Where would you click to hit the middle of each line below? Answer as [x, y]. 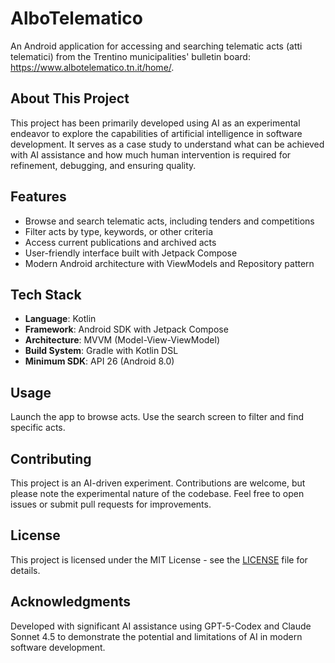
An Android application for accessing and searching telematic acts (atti [156, 46]
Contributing [51, 458]
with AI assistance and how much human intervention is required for [151, 154]
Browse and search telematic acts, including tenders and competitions [169, 221]
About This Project [70, 98]
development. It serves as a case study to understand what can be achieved [167, 144]
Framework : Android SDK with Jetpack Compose [126, 329]
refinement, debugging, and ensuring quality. [103, 165]
